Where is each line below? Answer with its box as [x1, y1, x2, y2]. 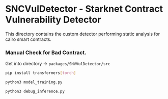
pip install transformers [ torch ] [5, 70, 76, 76]
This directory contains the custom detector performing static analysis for [5, 31, 160, 37]
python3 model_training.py [5, 80, 63, 85]
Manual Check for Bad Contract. [5, 49, 87, 56]
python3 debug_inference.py [5, 89, 65, 94]
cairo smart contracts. [5, 36, 52, 42]
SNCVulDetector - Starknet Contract [5, 3, 163, 15]
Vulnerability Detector [5, 14, 101, 26]
